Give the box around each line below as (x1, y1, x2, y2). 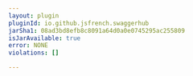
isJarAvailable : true (8, 34, 81, 42)
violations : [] (8, 49, 60, 57)
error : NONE (8, 42, 48, 50)
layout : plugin (8, 11, 60, 20)
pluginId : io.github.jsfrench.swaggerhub (8, 19, 150, 27)
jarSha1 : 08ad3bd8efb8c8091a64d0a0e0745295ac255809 (8, 26, 185, 34)
